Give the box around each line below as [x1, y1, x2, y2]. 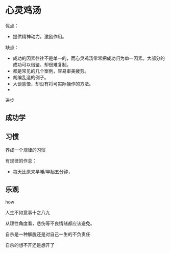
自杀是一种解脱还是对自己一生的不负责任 [5, 231, 90, 237]
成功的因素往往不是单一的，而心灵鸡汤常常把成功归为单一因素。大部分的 [12, 55, 165, 61]
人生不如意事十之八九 [5, 209, 50, 215]
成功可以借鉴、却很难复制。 [12, 61, 71, 67]
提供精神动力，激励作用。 [12, 33, 67, 39]
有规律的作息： [5, 158, 37, 164]
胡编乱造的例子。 [12, 74, 49, 80]
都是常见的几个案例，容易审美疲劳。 [12, 67, 89, 74]
